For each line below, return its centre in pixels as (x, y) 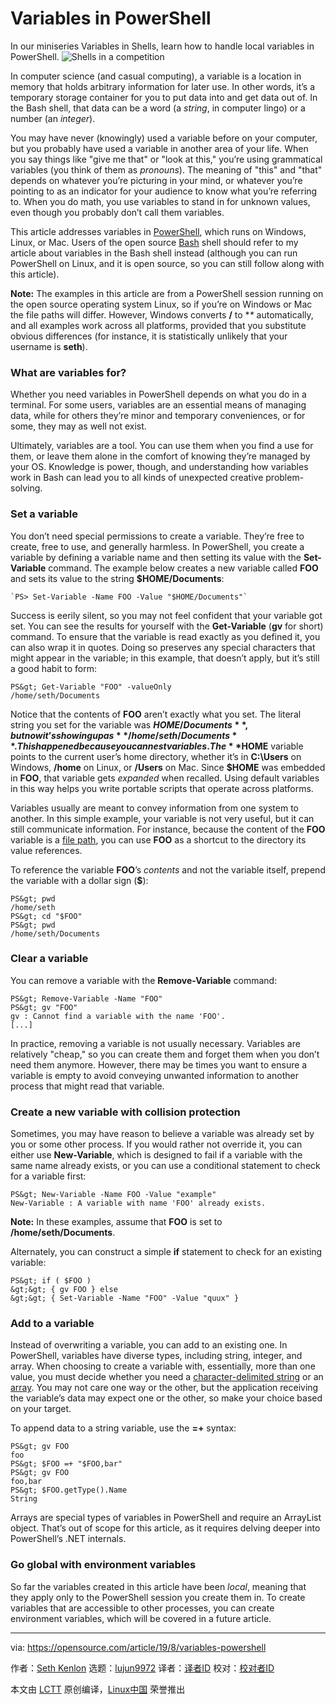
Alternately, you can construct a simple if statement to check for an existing (166, 1252)
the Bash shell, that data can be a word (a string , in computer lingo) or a (158, 108)
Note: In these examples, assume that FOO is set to (116, 1222)
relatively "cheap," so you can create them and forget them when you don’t (165, 1054)
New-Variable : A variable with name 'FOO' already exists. (138, 1203)
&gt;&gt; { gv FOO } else (64, 1290)
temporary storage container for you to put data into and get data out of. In (164, 97)
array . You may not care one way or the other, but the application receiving (164, 1388)
